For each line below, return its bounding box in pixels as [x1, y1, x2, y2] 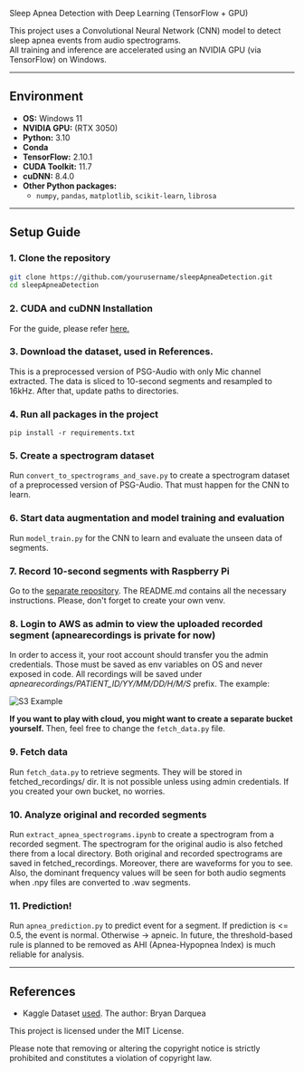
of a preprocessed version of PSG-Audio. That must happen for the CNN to [9, 479, 290, 490]
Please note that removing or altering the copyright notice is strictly [9, 1043, 261, 1054]
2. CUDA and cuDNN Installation [9, 303, 154, 315]
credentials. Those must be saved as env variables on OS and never [9, 659, 263, 670]
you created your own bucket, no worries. [9, 786, 166, 797]
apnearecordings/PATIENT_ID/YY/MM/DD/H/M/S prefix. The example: [9, 679, 270, 690]
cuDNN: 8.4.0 [22, 170, 75, 181]
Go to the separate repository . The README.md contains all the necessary [9, 585, 287, 596]
